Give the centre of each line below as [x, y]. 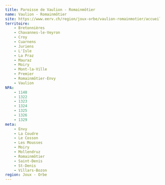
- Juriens [24, 46]
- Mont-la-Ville [31, 70]
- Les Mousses [28, 143]
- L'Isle [23, 51]
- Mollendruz [27, 152]
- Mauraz [23, 60]
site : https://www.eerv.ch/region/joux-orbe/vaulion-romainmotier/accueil [83, 19]
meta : [11, 124]
